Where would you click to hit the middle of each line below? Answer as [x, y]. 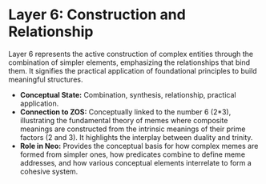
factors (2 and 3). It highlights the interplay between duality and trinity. [136, 137]
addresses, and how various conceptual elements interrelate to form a [136, 162]
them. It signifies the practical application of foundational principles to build [133, 70]
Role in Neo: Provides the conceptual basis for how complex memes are [139, 146]
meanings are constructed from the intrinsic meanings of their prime [133, 129]
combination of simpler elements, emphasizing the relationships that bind [129, 62]
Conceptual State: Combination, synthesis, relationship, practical [128, 94]
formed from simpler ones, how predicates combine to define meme [133, 154]
